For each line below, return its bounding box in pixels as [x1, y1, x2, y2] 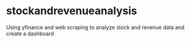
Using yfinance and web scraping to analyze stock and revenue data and [6, 24, 185, 31]
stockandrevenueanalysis [6, 4, 138, 18]
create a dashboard [6, 30, 55, 37]
